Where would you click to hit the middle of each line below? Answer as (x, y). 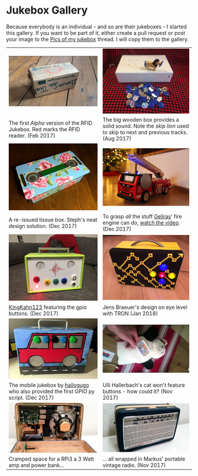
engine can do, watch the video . (141, 223)
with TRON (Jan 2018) (130, 313)
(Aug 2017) (117, 139)
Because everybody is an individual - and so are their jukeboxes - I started (96, 27)
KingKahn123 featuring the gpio (48, 307)
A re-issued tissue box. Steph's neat (53, 220)
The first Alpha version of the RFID (50, 123)
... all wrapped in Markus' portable (144, 459)
